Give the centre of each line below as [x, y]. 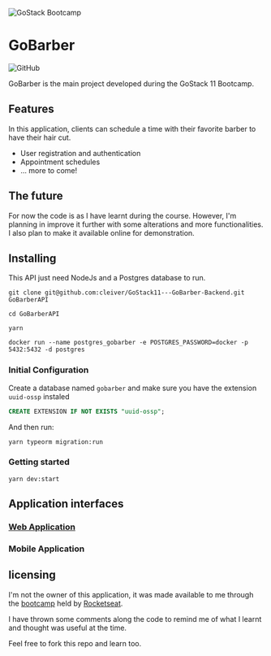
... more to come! [49, 170]
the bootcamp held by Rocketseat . [66, 603]
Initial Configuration [49, 370]
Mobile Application [47, 549]
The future [36, 196]
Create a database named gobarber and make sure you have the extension [133, 388]
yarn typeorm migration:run [56, 442]
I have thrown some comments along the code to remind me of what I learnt [135, 619]
